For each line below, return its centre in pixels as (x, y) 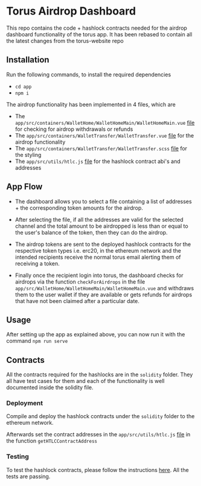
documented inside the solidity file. (50, 388)
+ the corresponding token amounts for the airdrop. (79, 208)
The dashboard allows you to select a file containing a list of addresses (103, 201)
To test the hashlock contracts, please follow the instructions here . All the (97, 470)
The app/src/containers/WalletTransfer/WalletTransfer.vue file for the (104, 135)
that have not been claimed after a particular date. (77, 301)
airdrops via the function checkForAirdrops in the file (80, 281)
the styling (28, 155)
